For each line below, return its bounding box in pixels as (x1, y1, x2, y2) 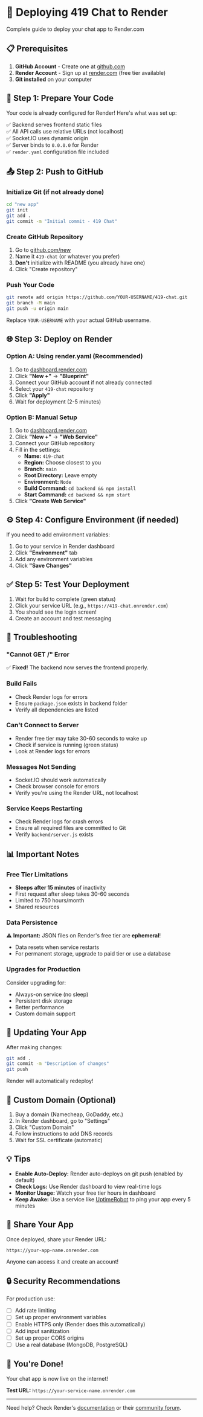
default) (14, 1176, 35, 1183)
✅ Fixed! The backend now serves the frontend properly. (6, 664, 149, 671)
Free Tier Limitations (6, 870, 68, 878)
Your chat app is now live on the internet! (6, 1375, 109, 1382)
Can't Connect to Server (6, 721, 79, 730)
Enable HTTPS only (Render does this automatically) (14, 1320, 146, 1328)
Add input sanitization (14, 1327, 69, 1334)
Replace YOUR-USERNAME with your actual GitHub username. (6, 316, 151, 324)
